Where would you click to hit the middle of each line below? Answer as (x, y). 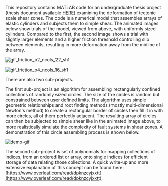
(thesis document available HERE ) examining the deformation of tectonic (81, 13)
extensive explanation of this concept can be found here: (64, 168)
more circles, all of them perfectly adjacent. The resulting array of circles (81, 116)
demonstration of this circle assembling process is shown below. (72, 132)
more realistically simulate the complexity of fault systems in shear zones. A (84, 127)
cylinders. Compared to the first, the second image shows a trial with (77, 34)
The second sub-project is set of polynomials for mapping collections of (80, 151)
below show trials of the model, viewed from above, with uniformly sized (80, 29)
